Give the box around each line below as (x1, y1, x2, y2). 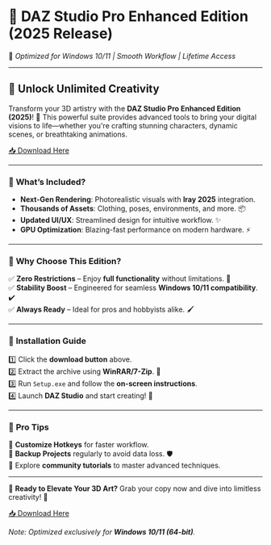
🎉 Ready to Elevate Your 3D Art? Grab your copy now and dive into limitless (8, 484, 261, 493)
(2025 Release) (8, 24, 113, 43)
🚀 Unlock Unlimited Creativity (8, 82, 160, 96)
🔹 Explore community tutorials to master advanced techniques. (8, 460, 221, 470)
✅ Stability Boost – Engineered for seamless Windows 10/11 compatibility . (8, 283, 258, 293)
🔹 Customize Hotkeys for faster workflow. (8, 439, 149, 449)
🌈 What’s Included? (8, 176, 86, 187)
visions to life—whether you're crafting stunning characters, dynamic (8, 120, 238, 130)
